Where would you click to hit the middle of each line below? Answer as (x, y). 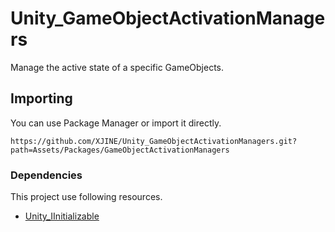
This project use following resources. (86, 197)
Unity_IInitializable (62, 216)
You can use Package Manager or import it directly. (116, 123)
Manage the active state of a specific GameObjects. (117, 67)
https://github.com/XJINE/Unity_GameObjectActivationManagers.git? (154, 141)
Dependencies (46, 175)
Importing (41, 98)
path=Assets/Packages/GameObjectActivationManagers (120, 150)
